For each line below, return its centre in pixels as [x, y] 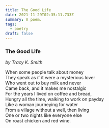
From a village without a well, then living [47, 110]
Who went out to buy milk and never [43, 83]
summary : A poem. [24, 19]
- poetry [19, 29]
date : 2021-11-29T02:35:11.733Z [39, 15]
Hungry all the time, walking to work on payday [55, 99]
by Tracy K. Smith [24, 62]
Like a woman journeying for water [42, 105]
